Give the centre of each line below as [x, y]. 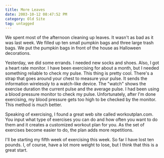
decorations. [18, 53]
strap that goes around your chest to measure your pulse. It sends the [76, 79]
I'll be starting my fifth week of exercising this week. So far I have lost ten [80, 140]
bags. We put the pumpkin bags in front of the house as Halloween [73, 48]
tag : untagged [20, 23]
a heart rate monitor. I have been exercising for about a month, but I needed [82, 68]
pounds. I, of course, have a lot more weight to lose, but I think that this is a [82, 145]
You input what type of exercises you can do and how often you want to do [82, 119]
